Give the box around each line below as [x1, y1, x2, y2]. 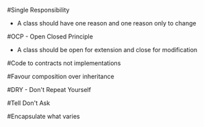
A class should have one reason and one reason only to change [16, 19, 196, 27]
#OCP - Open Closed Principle [7, 32, 94, 41]
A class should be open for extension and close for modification [16, 46, 198, 54]
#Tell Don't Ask [7, 99, 50, 107]
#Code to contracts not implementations [7, 59, 121, 67]
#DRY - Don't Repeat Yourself [7, 86, 91, 93]
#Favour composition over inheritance [7, 72, 114, 80]
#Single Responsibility [7, 6, 70, 14]
